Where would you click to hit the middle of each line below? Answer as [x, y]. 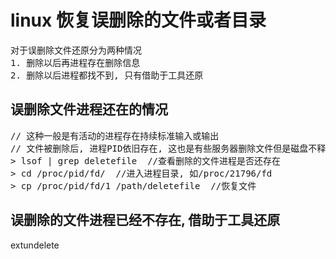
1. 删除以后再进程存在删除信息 [75, 62]
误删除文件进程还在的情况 [89, 109]
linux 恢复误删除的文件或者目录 [138, 20]
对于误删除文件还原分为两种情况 [76, 50]
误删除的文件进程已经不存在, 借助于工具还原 [145, 220]
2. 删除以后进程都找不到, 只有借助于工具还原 [107, 75]
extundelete [35, 245]
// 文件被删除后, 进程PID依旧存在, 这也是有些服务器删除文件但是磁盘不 [164, 148]
